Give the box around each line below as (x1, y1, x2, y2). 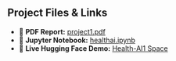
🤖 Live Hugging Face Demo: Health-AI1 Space (18, 43, 169, 53)
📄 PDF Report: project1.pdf (18, 27, 106, 36)
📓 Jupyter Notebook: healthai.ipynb (18, 35, 136, 45)
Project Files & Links (7, 6, 108, 20)
